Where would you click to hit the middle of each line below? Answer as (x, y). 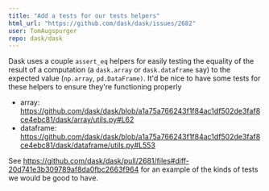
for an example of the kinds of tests (199, 169)
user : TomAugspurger (43, 31)
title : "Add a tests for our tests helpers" (84, 16)
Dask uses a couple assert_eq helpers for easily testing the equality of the (131, 61)
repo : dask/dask (35, 38)
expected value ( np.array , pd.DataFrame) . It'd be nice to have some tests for (134, 78)
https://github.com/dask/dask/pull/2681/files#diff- (106, 161)
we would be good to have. (54, 178)
